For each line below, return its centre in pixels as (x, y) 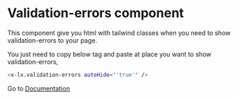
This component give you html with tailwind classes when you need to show (119, 33)
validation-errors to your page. (52, 40)
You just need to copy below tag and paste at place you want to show (109, 54)
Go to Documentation (39, 88)
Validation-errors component (95, 13)
